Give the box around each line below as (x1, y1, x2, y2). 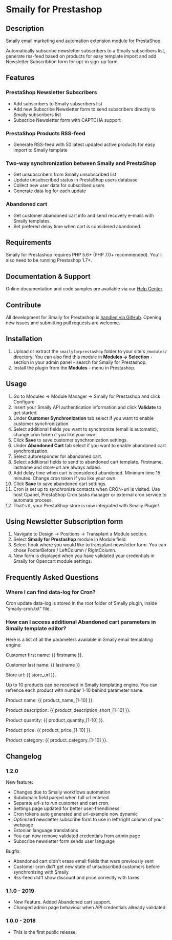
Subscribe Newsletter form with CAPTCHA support (13, 117, 121, 123)
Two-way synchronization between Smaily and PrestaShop (6, 159, 157, 167)
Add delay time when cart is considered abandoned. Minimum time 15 (13, 469, 161, 476)
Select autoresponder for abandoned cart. (13, 453, 102, 459)
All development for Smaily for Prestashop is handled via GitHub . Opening (6, 315, 162, 321)
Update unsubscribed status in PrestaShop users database (13, 177, 138, 183)
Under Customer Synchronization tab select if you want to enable (13, 415, 154, 421)
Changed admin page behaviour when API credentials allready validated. (13, 905, 167, 911)
